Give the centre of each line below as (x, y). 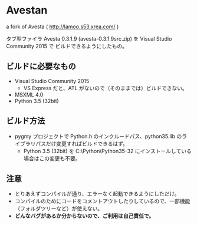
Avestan (27, 10)
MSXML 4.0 (29, 94)
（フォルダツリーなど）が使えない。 (59, 209)
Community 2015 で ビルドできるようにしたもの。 (67, 46)
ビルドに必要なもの (41, 66)
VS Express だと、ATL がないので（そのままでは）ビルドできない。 (105, 88)
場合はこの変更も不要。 (52, 158)
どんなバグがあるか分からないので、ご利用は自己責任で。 (84, 216)
